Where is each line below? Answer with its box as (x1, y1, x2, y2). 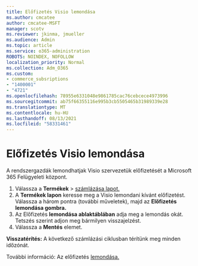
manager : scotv (6, 25, 45, 32)
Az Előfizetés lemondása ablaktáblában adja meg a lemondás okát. (14, 211, 184, 218)
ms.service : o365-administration (6, 48, 90, 54)
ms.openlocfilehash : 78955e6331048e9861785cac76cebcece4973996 (6, 93, 169, 99)
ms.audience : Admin (6, 37, 55, 43)
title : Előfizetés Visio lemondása (6, 8, 96, 15)
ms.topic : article (6, 43, 52, 49)
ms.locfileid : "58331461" (6, 121, 71, 127)
